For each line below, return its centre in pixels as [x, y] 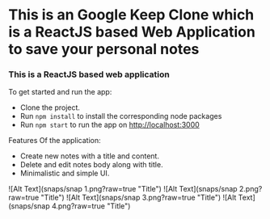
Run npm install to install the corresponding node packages [121, 116]
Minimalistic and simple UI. [65, 173]
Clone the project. [50, 107]
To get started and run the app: [60, 92]
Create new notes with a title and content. [90, 156]
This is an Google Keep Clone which [131, 15]
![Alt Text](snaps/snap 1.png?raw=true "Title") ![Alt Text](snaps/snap [123, 189]
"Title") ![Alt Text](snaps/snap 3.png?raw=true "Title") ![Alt [139, 198]
